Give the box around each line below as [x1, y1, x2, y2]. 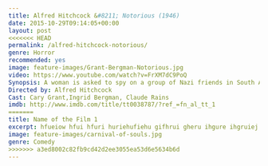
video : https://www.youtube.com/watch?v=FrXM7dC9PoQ [8, 71, 187, 79]
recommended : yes [8, 57, 66, 65]
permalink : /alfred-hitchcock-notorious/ [8, 41, 148, 49]
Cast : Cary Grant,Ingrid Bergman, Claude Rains [8, 93, 170, 101]
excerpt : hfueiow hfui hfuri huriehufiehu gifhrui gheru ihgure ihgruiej [8, 123, 259, 131]
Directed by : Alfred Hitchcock [8, 85, 112, 94]
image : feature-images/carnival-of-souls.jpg [8, 130, 162, 138]
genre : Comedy [8, 137, 56, 146]
